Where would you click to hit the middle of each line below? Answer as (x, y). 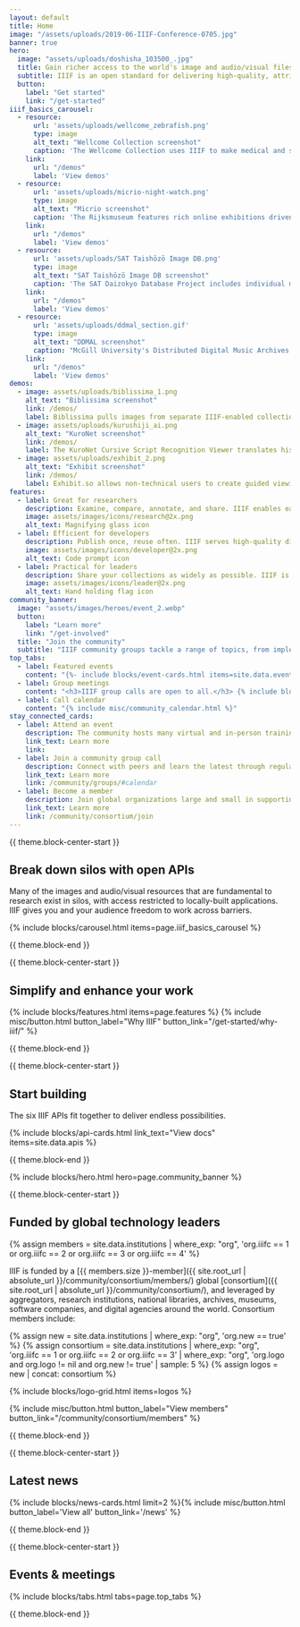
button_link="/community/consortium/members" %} (105, 1418)
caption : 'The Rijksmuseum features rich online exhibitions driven (163, 217)
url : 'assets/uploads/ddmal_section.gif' (111, 326)
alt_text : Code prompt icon (77, 558)
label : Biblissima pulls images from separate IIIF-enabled (139, 417)
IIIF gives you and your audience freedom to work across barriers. (131, 910)
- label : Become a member (66, 792)
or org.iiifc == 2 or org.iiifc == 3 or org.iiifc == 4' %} (104, 1253)
